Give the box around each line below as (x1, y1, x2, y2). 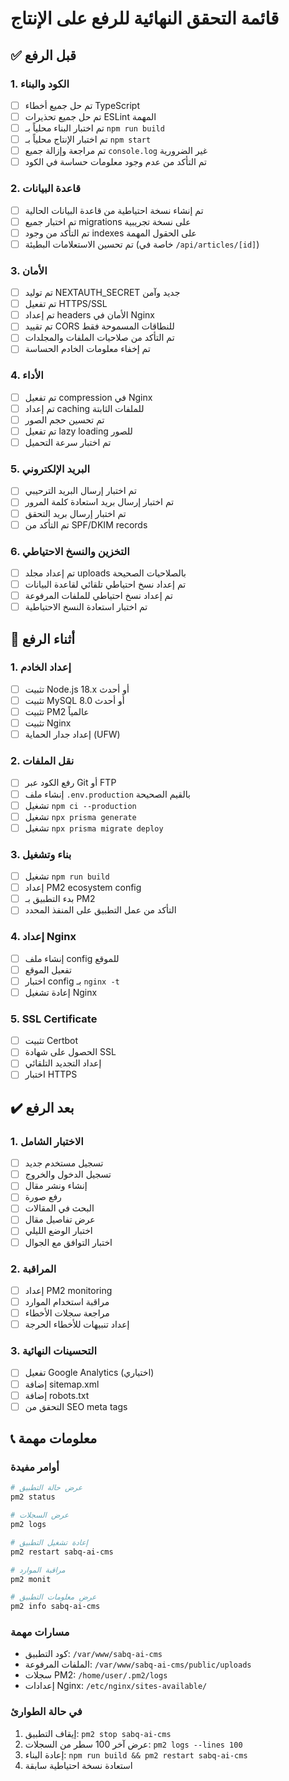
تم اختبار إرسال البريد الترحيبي (24, 485, 137, 497)
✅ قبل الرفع (10, 47, 77, 64)
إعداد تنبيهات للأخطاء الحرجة (24, 1318, 130, 1331)
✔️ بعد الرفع (10, 1099, 75, 1116)
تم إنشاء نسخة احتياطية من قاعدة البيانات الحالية (24, 204, 204, 216)
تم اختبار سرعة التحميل (24, 437, 112, 449)
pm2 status (10, 1492, 56, 1502)
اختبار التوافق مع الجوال (24, 1236, 113, 1248)
